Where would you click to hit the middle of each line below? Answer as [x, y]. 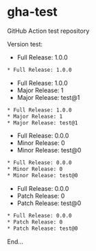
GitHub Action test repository [48, 31]
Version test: [25, 44]
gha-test [33, 12]
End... [15, 241]
